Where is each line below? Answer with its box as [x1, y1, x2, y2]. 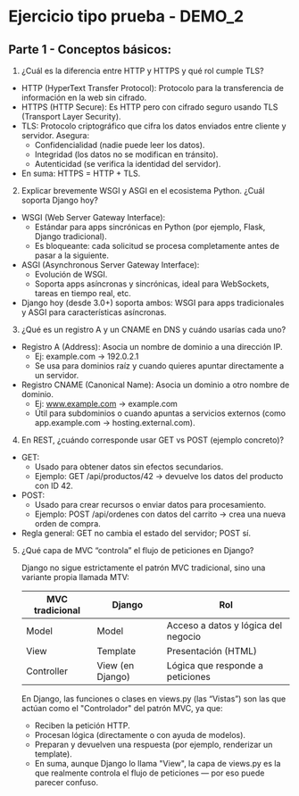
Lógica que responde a [166, 659, 264, 671]
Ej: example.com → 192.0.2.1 [34, 351, 139, 361]
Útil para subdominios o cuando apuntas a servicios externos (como [34, 408, 287, 419]
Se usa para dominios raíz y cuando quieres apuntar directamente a [34, 361, 285, 371]
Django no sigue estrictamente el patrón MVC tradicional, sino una [21, 562, 266, 573]
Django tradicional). [34, 231, 108, 242]
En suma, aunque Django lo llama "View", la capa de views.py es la [34, 759, 281, 768]
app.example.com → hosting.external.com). [34, 418, 195, 427]
